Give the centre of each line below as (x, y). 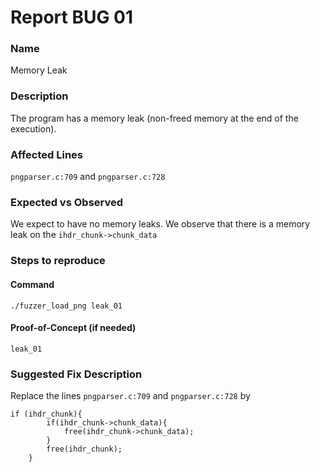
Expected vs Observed (67, 202)
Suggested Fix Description (76, 374)
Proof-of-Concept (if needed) (73, 328)
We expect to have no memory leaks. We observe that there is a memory (160, 224)
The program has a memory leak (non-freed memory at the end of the (154, 118)
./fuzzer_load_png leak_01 (66, 306)
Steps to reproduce (58, 261)
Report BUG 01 (71, 17)
